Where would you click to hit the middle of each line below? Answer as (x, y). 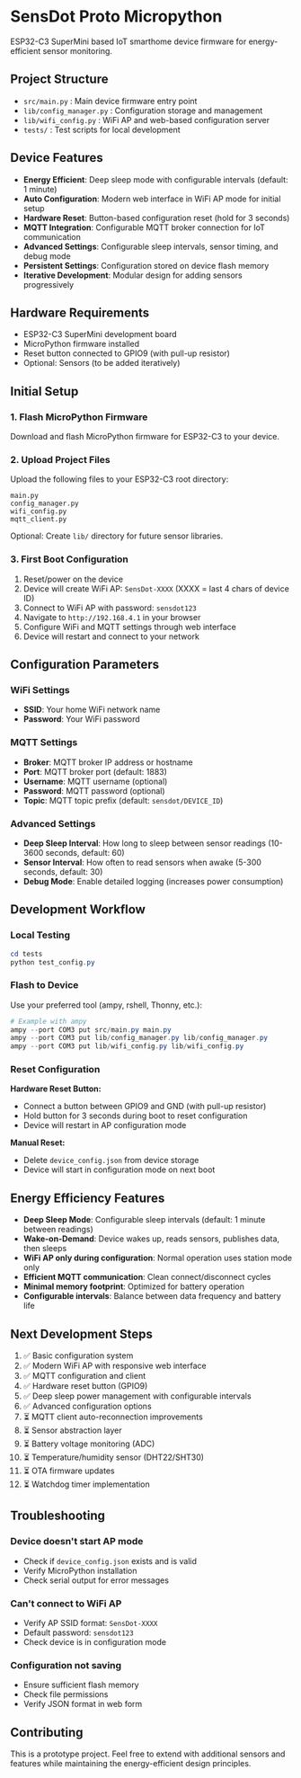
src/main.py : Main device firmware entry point (110, 101)
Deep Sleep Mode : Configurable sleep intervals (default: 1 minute (144, 1220)
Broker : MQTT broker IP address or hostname (108, 762)
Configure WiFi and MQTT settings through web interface (129, 627)
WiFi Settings (40, 689)
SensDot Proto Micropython (116, 17)
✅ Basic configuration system (78, 1356)
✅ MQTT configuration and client (84, 1376)
